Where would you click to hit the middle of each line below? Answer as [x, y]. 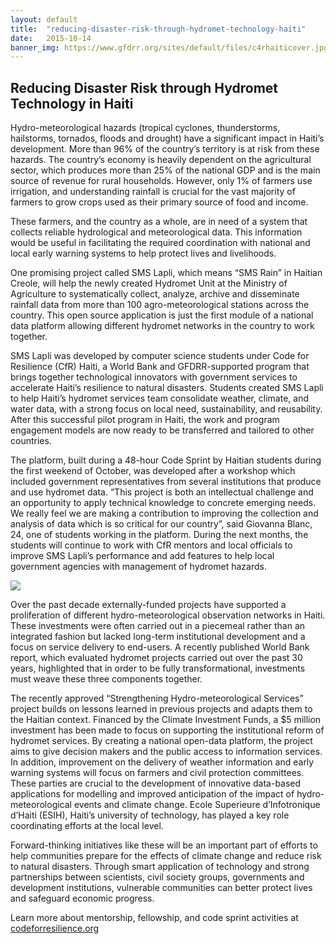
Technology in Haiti [72, 103]
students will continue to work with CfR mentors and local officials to [151, 545]
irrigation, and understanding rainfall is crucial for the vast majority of [153, 192]
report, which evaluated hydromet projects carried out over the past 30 [156, 658]
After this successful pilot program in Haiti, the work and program [145, 420]
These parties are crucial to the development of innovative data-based [156, 783]
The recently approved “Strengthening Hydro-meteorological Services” [157, 698]
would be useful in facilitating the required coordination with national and [160, 243]
